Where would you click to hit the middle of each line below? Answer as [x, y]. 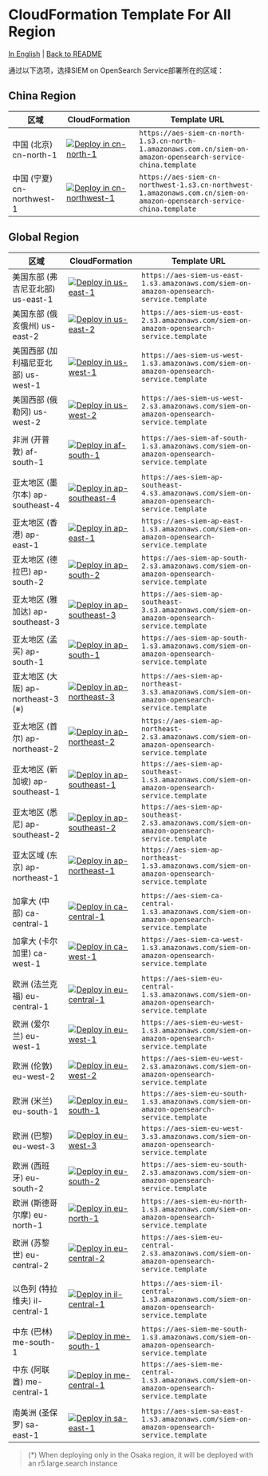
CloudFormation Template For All [120, 15]
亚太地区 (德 [35, 559]
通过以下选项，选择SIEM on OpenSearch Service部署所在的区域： [116, 70]
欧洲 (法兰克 [35, 984]
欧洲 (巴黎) [33, 1136]
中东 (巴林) [33, 1331]
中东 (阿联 [31, 1370]
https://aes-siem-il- [182, 1283]
